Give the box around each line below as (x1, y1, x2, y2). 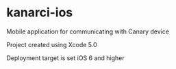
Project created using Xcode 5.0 (6, 40, 97, 49)
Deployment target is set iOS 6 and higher (6, 53, 125, 62)
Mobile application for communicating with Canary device (6, 27, 169, 36)
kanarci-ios (6, 5, 73, 20)
